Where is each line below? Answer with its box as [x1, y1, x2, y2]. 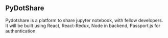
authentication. [5, 27, 37, 34]
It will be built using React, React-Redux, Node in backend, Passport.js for [5, 22, 161, 28]
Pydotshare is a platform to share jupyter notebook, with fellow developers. [5, 17, 163, 23]
